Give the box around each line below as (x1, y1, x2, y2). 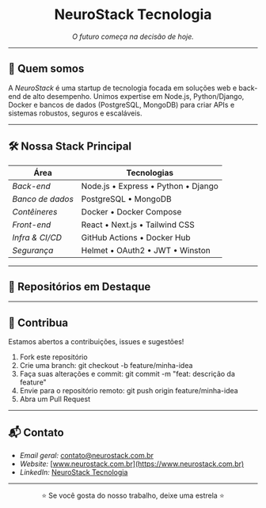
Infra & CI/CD (12, 232, 62, 243)
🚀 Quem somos (8, 62, 85, 76)
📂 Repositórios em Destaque (8, 279, 151, 294)
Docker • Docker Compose (81, 206, 182, 217)
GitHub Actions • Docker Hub (81, 232, 191, 243)
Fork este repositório (19, 352, 89, 362)
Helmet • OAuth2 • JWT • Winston (81, 245, 211, 256)
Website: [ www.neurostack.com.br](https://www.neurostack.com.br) (19, 459, 245, 468)
